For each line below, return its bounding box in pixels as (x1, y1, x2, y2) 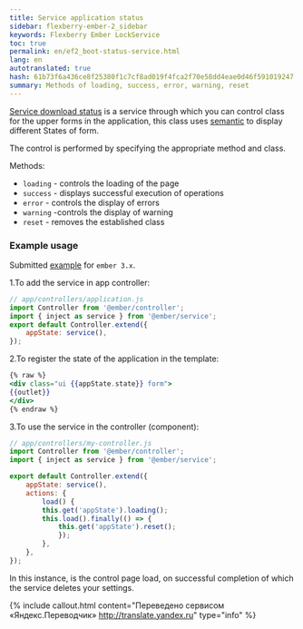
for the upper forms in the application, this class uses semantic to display (9, 115, 283, 126)
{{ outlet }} (9, 388, 51, 397)
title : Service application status (9, 13, 144, 23)
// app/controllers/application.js (9, 294, 144, 304)
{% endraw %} (9, 405, 59, 414)
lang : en (9, 55, 43, 64)
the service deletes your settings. (9, 582, 134, 593)
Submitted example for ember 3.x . (9, 260, 136, 270)
